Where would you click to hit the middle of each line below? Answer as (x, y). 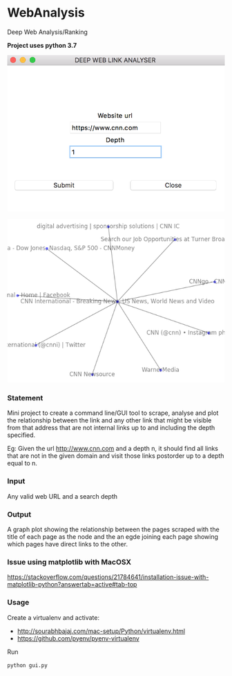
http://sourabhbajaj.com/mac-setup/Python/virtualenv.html (101, 631)
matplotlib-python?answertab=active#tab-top (72, 585)
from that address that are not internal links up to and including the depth (111, 428)
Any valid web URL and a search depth (62, 496)
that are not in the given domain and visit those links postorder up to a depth (116, 456)
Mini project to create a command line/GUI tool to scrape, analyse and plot (113, 413)
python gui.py (28, 665)
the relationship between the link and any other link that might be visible (109, 420)
